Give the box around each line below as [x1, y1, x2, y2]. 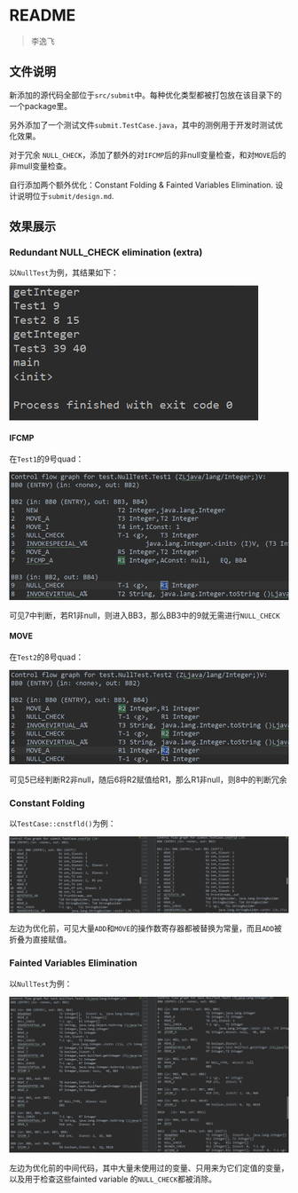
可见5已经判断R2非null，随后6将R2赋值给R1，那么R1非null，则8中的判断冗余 [9, 774, 287, 785]
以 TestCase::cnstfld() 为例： [9, 818, 117, 828]
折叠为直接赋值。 [9, 934, 72, 945]
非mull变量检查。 [9, 161, 72, 171]
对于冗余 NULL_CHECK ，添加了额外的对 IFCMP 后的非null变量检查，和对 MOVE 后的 [9, 149, 286, 160]
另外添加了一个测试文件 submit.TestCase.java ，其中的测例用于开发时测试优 [9, 119, 284, 130]
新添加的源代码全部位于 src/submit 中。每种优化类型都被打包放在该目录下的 [9, 90, 282, 100]
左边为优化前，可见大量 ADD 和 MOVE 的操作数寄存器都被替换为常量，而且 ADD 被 [9, 923, 282, 934]
